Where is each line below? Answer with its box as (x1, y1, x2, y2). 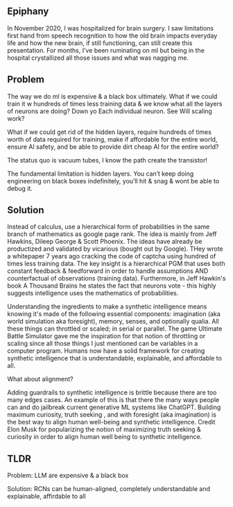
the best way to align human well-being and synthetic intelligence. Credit (7, 418, 216, 426)
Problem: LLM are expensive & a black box (7, 472, 129, 480)
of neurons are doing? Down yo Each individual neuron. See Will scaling (7, 107, 213, 115)
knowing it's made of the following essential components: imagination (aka (7, 310, 221, 318)
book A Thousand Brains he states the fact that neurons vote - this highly (7, 281, 216, 290)
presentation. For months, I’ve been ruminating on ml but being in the (7, 46, 205, 54)
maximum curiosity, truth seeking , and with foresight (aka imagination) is (7, 410, 217, 419)
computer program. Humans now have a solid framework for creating (7, 347, 205, 355)
